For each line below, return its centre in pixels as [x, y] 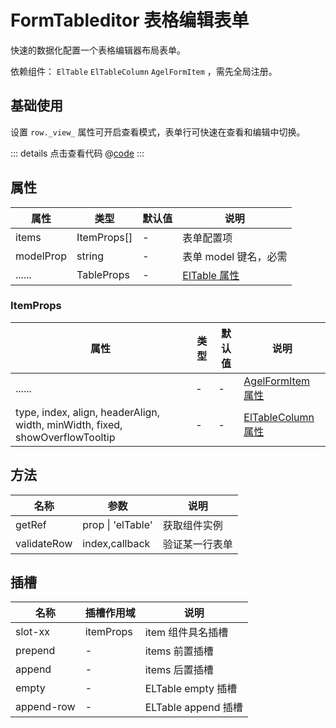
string [90, 256]
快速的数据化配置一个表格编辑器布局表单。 [98, 50]
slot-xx [32, 632]
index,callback [116, 543]
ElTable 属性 [211, 275]
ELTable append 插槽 [193, 708]
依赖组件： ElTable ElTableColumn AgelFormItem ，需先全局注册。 [144, 71]
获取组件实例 [192, 525]
